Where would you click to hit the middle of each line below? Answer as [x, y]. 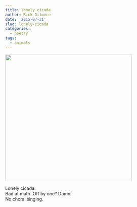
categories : [18, 29]
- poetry [19, 33]
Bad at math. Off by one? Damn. [38, 193]
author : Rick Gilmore [28, 15]
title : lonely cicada [28, 10]
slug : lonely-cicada [27, 24]
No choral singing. [24, 199]
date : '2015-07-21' [26, 19]
